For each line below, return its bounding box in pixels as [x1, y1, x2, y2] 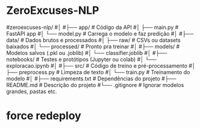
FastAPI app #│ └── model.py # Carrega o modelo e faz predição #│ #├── [6, 30, 194, 37]
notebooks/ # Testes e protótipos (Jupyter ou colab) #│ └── [6, 56, 157, 63]
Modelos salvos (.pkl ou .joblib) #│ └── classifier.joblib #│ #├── [6, 49, 167, 56]
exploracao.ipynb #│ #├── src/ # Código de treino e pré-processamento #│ [6, 62, 196, 69]
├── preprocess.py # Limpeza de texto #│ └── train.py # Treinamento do [6, 68, 190, 75]
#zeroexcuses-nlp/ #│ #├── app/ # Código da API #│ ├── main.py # [6, 24, 179, 31]
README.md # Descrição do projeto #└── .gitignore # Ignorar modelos [6, 81, 184, 88]
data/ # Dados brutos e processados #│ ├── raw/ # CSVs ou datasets [6, 36, 181, 43]
